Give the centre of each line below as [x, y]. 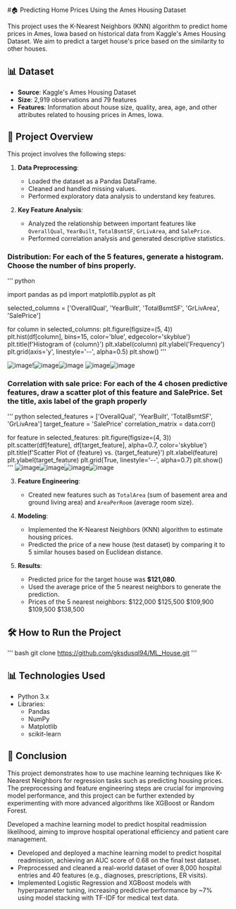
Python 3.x [33, 696]
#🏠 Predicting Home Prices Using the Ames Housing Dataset [97, 10]
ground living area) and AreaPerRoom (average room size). [111, 502]
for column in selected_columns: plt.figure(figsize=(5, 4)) [90, 329]
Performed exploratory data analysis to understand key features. [122, 196]
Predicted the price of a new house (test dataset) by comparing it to [126, 545]
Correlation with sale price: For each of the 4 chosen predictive [117, 383]
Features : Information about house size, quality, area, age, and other [117, 107]
